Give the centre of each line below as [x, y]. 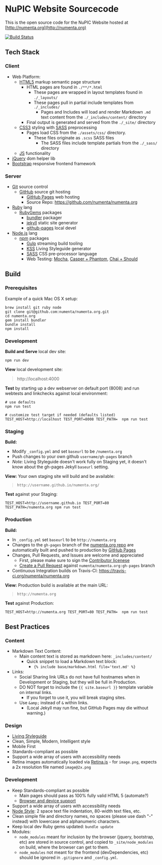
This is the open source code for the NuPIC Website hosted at [67, 22]
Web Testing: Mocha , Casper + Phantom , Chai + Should [82, 259]
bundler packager [44, 218]
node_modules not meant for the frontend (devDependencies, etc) [84, 852]
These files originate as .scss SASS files [74, 137]
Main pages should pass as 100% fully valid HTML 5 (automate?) [84, 796]
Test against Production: [29, 603]
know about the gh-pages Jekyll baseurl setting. [60, 467]
